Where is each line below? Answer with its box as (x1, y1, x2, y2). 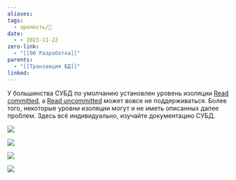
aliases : (7, 10, 33, 18)
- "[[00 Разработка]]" (13, 50, 81, 57)
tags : (7, 17, 23, 24)
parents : (7, 56, 33, 64)
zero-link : (7, 43, 40, 50)
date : (7, 30, 23, 37)
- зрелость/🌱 (13, 23, 52, 30)
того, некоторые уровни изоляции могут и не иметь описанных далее (7, 104, 219, 112)
